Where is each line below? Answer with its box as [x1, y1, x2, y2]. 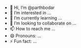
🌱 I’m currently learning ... [9, 15, 62, 21]
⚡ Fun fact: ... [9, 38, 37, 44]
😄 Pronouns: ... [9, 33, 42, 39]
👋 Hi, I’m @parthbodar [9, 5, 55, 10]
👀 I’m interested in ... [9, 10, 52, 16]
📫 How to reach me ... [9, 26, 55, 31]
